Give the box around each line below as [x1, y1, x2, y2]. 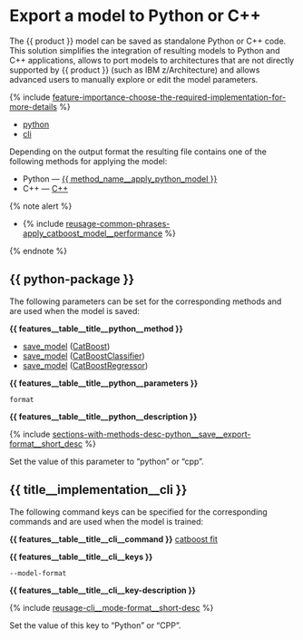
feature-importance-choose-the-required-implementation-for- [52, 92, 287, 103]
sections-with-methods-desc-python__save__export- [52, 428, 251, 439]
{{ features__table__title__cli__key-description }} [9, 585, 197, 596]
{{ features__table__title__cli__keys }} [9, 551, 153, 562]
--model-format [9, 568, 67, 577]
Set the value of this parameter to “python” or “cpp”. [9, 456, 204, 467]
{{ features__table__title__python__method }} [9, 323, 183, 334]
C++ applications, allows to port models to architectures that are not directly [9, 54, 295, 65]
